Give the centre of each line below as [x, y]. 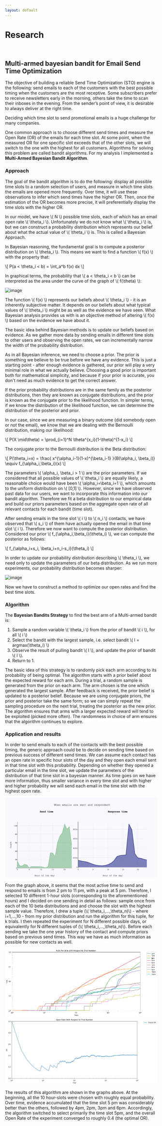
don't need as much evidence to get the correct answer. [61, 380]
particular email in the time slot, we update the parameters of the [70, 770]
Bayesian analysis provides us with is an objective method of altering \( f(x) [80, 315]
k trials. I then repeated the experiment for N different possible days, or [76, 921]
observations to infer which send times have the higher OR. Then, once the [80, 197]
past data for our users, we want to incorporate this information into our [76, 493]
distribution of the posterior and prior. [42, 410]
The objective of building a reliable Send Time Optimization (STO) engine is [80, 83]
